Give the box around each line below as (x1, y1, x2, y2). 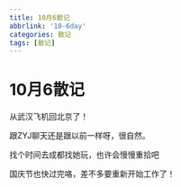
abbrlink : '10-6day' (9, 22, 87, 31)
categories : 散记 (9, 30, 72, 39)
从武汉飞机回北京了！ (9, 111, 88, 122)
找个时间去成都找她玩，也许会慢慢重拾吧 (9, 149, 159, 160)
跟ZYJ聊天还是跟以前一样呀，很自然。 (9, 130, 150, 141)
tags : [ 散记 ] (9, 38, 56, 48)
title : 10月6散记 (9, 13, 70, 22)
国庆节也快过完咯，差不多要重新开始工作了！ (9, 168, 176, 180)
